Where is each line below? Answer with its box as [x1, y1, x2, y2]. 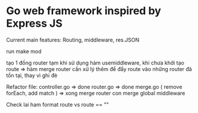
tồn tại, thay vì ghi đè [6, 72, 58, 79]
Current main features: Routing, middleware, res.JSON [6, 36, 140, 43]
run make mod [6, 47, 42, 54]
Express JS [6, 17, 62, 30]
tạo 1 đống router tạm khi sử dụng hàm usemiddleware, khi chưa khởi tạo [6, 59, 184, 66]
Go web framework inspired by [6, 4, 162, 18]
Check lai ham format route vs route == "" [6, 101, 109, 108]
